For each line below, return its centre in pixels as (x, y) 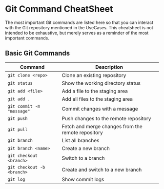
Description (109, 67)
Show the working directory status (101, 83)
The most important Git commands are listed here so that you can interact (79, 22)
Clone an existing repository (94, 75)
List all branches (81, 140)
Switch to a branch (83, 158)
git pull (18, 129)
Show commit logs (83, 179)
